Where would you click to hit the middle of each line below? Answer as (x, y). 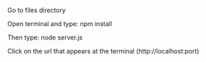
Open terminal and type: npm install (60, 24)
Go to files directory (37, 10)
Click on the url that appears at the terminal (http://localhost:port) (103, 51)
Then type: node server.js (45, 37)
